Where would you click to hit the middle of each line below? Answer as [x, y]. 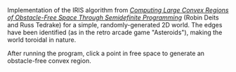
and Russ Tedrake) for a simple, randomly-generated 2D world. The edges [115, 25]
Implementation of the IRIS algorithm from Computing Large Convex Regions [118, 10]
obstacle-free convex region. [49, 61]
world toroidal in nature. [42, 40]
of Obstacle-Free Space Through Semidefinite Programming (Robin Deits [113, 17]
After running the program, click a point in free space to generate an [106, 53]
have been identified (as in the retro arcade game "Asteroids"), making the [115, 32]
